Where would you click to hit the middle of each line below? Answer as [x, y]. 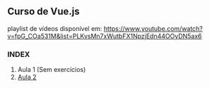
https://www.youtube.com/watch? [153, 28]
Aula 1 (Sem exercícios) [52, 70]
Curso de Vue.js [43, 12]
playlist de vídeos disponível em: [55, 28]
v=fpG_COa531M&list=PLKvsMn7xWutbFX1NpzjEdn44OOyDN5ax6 [105, 36]
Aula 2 [27, 77]
